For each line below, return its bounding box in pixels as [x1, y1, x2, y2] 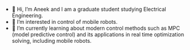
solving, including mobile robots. [11, 37, 92, 44]
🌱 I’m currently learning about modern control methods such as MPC [11, 24, 180, 32]
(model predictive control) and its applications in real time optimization [11, 31, 184, 38]
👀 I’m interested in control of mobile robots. [11, 18, 118, 25]
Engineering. [11, 12, 43, 19]
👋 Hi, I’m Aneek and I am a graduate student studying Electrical [11, 6, 166, 12]
